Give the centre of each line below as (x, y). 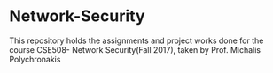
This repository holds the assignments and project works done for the (136, 40)
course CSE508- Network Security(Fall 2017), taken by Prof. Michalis (135, 49)
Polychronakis (35, 59)
